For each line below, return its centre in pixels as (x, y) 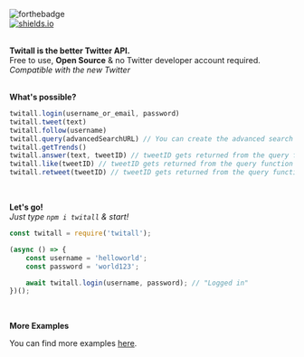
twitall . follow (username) (58, 130)
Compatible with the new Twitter (70, 70)
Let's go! (26, 207)
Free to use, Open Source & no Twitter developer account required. (135, 60)
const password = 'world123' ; (83, 267)
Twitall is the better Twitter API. (70, 51)
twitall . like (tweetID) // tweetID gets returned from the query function (152, 164)
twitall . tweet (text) (48, 122)
